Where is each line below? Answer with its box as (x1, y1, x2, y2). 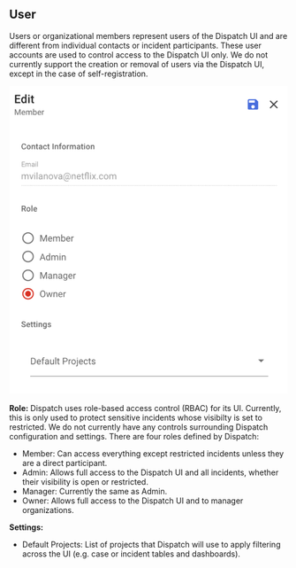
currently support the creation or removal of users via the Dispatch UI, (9, 58, 265, 69)
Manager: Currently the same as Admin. (21, 486, 168, 497)
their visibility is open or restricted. (21, 477, 148, 487)
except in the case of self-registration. (9, 68, 148, 79)
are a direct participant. (21, 458, 108, 469)
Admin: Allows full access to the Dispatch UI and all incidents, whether (21, 467, 279, 478)
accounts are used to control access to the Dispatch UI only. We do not (9, 49, 269, 60)
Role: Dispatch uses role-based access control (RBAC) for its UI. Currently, (9, 403, 282, 414)
